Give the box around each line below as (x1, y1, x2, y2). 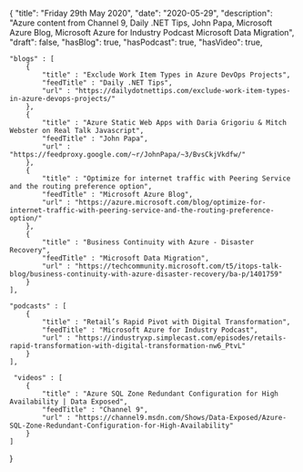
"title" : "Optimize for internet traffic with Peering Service (42, 174, 291, 183)
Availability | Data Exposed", (9, 397, 128, 406)
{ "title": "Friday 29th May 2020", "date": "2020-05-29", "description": (9, 8, 273, 18)
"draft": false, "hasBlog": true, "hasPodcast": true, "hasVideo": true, (9, 36, 263, 47)
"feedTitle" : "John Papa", (42, 134, 148, 143)
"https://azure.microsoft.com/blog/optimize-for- (74, 198, 267, 207)
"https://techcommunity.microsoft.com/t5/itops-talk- (74, 262, 283, 271)
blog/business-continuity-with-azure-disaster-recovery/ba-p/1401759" (9, 270, 283, 279)
